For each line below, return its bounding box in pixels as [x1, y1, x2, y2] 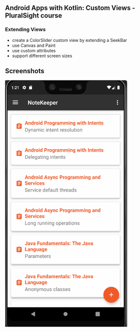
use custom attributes [12, 47, 56, 53]
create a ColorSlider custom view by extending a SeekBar [12, 37, 127, 43]
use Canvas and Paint [12, 42, 56, 48]
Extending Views [5, 26, 46, 33]
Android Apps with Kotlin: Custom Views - [5, 4, 136, 12]
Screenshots [5, 67, 45, 75]
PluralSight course [5, 12, 62, 20]
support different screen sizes [12, 53, 73, 59]
